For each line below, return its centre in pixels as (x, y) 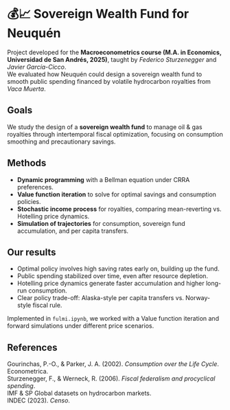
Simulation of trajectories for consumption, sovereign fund (101, 223)
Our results (32, 252)
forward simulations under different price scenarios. (81, 326)
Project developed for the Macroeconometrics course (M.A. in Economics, (114, 52)
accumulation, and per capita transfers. (73, 231)
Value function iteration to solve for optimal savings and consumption (116, 194)
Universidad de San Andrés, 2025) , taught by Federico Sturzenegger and (112, 59)
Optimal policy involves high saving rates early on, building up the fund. (118, 269)
